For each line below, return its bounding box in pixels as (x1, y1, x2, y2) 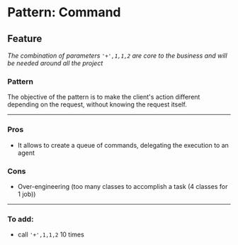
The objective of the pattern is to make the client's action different (7, 93, 200, 102)
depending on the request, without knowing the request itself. (7, 100, 188, 109)
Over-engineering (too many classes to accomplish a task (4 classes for (17, 182, 228, 190)
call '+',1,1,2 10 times (17, 230, 85, 239)
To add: (7, 214, 34, 224)
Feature (7, 33, 42, 45)
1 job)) (17, 190, 36, 198)
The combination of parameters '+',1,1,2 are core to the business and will (7, 51, 228, 60)
